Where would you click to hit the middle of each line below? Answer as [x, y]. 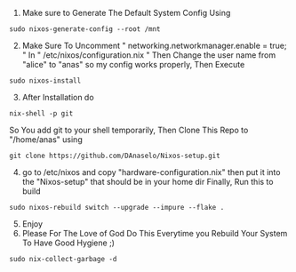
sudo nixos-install [45, 81]
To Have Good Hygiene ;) [68, 243]
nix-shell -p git [41, 114]
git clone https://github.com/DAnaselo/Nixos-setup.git [115, 156]
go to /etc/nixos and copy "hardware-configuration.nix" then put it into [151, 172]
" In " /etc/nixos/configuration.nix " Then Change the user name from [149, 55]
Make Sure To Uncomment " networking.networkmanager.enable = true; [154, 45]
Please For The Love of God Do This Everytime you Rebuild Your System [155, 233]
